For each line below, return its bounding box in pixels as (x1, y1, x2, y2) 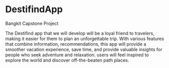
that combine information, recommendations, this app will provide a (5, 41, 146, 47)
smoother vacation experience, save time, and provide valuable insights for (5, 46, 162, 52)
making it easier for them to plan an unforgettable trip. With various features (5, 36, 164, 42)
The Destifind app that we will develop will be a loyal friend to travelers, (5, 30, 155, 36)
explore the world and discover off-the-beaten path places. (5, 57, 129, 63)
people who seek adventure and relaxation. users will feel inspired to (5, 52, 149, 58)
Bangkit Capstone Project (5, 20, 59, 26)
